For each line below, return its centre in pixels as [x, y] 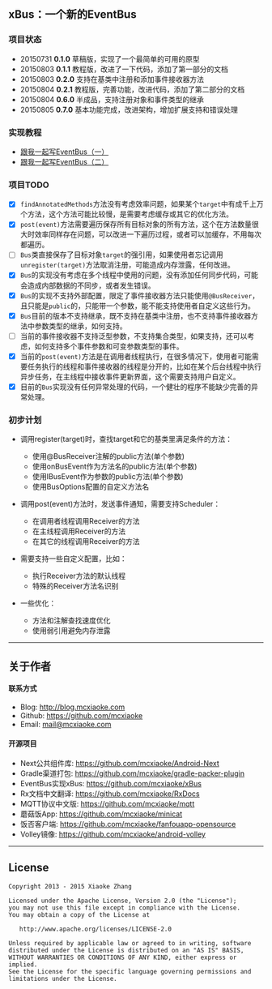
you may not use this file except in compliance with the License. [125, 908]
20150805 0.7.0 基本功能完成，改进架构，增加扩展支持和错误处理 [129, 109]
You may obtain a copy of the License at [79, 914]
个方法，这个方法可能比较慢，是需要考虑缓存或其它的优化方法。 [126, 214]
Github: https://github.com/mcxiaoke [81, 715]
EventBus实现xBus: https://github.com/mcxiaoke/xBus [111, 783]
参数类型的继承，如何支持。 [81, 326]
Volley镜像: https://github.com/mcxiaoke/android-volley [113, 834]
